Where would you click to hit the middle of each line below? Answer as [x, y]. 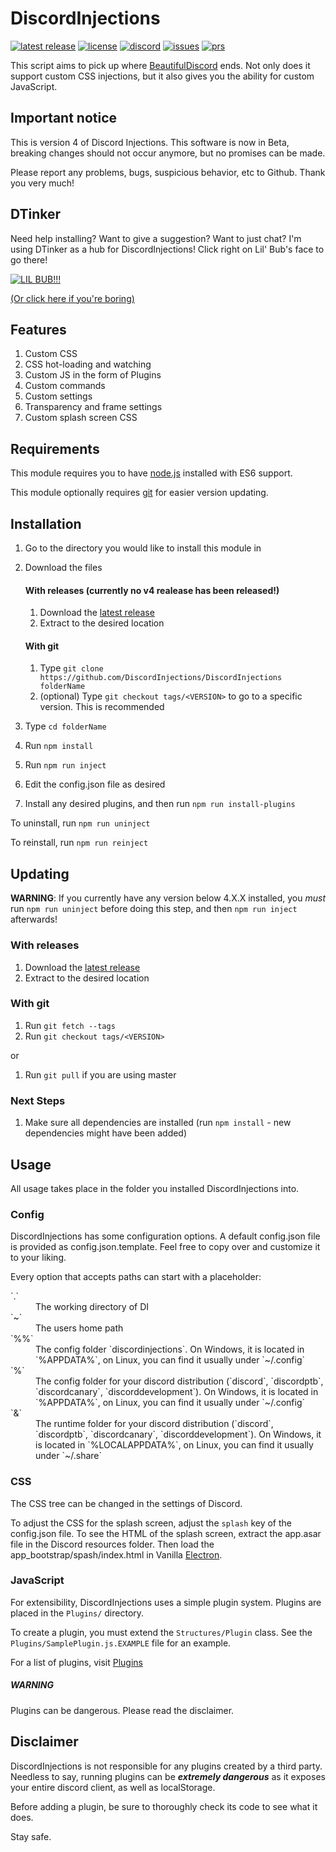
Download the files [63, 567]
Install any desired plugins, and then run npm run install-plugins [160, 804]
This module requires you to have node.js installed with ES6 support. [151, 473]
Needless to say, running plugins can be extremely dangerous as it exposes [168, 1776]
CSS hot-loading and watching [88, 364]
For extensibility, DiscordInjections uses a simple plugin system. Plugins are [166, 1602]
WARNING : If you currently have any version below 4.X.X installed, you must [168, 898]
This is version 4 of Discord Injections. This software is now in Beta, [150, 142]
